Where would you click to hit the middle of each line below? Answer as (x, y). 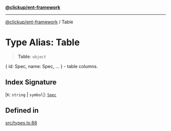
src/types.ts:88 (21, 123)
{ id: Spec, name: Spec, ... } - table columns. (52, 66)
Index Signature (31, 83)
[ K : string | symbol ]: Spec (31, 94)
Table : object (32, 56)
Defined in (22, 110)
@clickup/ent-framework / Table (39, 22)
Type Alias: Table (42, 42)
